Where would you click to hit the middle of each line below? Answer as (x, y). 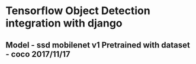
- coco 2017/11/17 (38, 54)
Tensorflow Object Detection (78, 11)
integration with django (64, 23)
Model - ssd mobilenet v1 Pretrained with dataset (98, 45)
